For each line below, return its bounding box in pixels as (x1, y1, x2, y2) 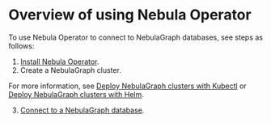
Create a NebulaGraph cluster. (19, 65, 121, 74)
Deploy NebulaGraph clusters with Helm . (8, 89, 144, 99)
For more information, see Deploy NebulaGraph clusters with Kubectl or (8, 81, 247, 91)
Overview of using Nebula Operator (8, 6, 252, 24)
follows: (8, 40, 35, 50)
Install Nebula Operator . (19, 57, 100, 66)
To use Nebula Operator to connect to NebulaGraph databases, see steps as (8, 32, 263, 42)
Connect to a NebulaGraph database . (19, 105, 145, 115)
